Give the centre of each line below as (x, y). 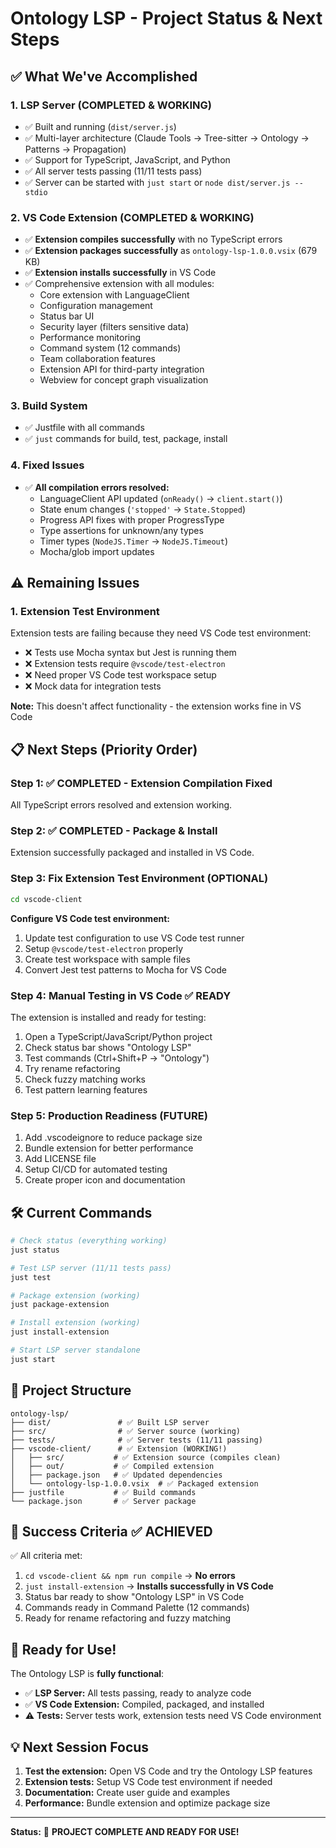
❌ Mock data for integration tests (93, 686)
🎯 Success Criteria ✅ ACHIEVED (111, 1531)
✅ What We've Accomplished (104, 76)
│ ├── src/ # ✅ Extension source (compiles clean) (146, 1457)
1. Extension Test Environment (85, 612)
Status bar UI (67, 316)
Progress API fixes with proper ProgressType (132, 519)
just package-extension (60, 1305)
